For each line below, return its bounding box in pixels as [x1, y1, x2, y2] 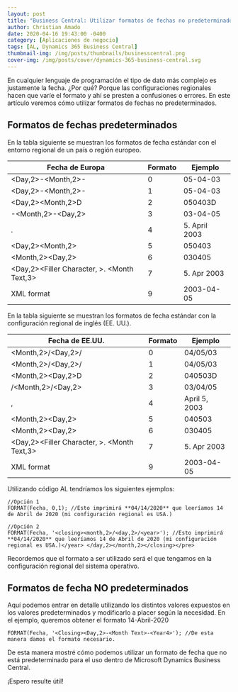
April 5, [183, 394, 209, 403]
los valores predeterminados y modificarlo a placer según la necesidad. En [7, 608, 225, 617]
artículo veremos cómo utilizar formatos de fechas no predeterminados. [7, 99, 217, 107]
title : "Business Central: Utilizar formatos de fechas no [7, 17, 186, 24]
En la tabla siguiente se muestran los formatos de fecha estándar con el [7, 138, 217, 146]
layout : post [7, 10, 46, 18]
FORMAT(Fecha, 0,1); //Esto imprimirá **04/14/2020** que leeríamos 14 [7, 504, 223, 511]
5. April [183, 221, 208, 230]
